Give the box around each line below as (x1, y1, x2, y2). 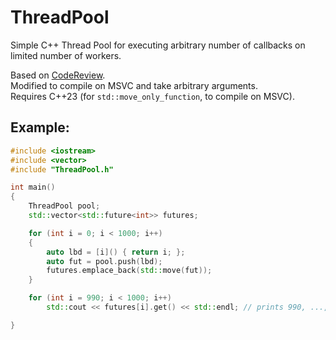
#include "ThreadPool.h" (10, 164, 114, 175)
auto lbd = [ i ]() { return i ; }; (46, 247, 186, 257)
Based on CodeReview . (10, 69, 106, 81)
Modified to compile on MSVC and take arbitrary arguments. (10, 79, 258, 91)
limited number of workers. (10, 49, 122, 61)
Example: (10, 119, 70, 136)
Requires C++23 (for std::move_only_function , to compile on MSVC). (10, 90, 295, 102)
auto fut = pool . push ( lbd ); (46, 256, 163, 266)
